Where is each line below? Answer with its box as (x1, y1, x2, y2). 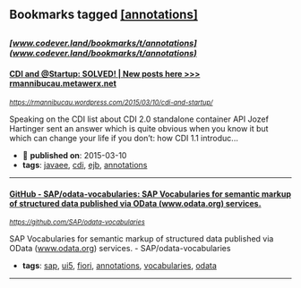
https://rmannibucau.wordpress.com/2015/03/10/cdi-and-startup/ (9, 97, 213, 106)
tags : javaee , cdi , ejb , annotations (21, 159, 148, 170)
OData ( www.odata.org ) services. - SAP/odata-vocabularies (9, 243, 231, 254)
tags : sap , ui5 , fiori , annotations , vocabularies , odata (21, 260, 218, 271)
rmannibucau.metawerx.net (9, 78, 116, 89)
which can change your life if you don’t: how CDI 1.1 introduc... (9, 132, 239, 143)
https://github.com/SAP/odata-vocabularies (9, 218, 145, 227)
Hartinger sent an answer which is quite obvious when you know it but (9, 123, 269, 133)
